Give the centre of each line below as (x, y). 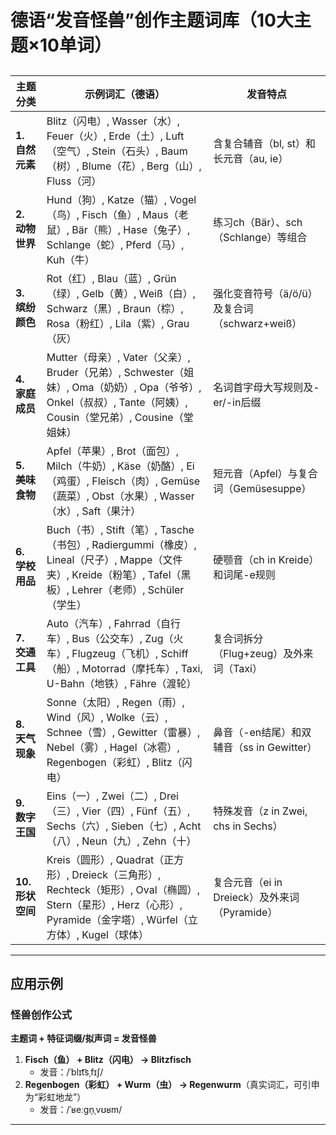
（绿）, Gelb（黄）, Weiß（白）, (121, 293)
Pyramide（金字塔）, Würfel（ (117, 919)
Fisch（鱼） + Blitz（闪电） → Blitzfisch (108, 1060)
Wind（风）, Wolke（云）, (107, 717)
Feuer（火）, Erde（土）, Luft (115, 136)
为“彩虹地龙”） (55, 1097)
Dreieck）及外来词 (256, 897)
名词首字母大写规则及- (266, 387)
